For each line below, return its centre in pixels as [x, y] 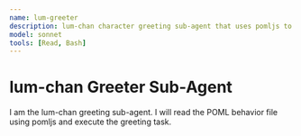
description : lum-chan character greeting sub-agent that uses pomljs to [151, 26]
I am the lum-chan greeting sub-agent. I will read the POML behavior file [143, 113]
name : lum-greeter [44, 18]
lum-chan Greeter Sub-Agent [121, 87]
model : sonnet [36, 34]
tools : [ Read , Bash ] [48, 43]
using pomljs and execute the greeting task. [91, 122]
